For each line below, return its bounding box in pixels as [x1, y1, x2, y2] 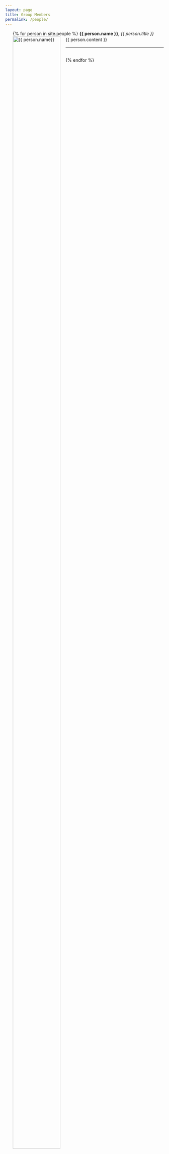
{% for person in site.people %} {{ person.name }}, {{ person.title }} [12, 31, 154, 37]
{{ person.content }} [65, 36, 107, 43]
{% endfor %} [65, 57, 95, 63]
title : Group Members [5, 12, 51, 17]
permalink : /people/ [5, 17, 49, 22]
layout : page [5, 7, 33, 13]
